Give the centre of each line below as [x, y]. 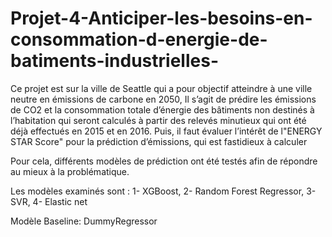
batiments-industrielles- [114, 61]
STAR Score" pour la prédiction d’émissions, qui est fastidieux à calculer [159, 141]
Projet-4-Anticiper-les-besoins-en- [161, 18]
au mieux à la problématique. [70, 171]
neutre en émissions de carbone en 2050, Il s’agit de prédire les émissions [163, 99]
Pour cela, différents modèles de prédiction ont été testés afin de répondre [164, 161]
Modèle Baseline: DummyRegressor [84, 221]
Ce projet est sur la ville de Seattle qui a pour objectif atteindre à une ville [161, 88]
